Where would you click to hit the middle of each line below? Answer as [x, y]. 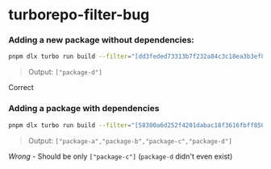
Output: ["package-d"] [65, 72]
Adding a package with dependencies [84, 109]
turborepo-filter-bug [79, 15]
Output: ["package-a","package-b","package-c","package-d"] [130, 140]
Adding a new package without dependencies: [102, 40]
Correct [21, 88]
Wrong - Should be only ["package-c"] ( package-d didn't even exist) [121, 156]
